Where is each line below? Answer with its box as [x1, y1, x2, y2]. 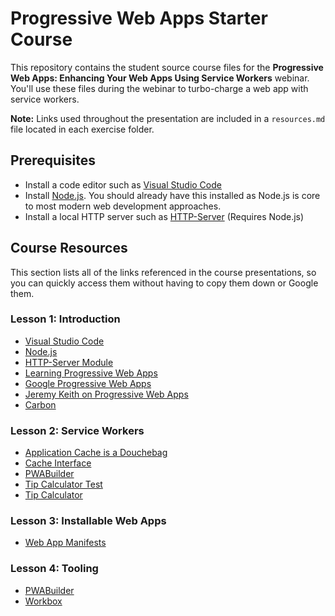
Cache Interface [24, 457, 92, 469]
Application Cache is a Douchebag [24, 447, 168, 459]
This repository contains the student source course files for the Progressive [10, 61, 324, 73]
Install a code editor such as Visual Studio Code [24, 178, 222, 191]
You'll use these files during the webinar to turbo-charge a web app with [10, 82, 309, 94]
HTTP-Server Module [24, 356, 114, 368]
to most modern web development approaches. [24, 200, 222, 212]
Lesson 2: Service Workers [10, 423, 145, 437]
